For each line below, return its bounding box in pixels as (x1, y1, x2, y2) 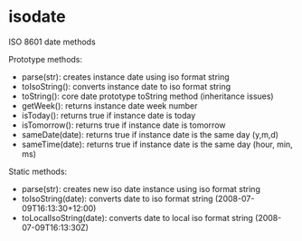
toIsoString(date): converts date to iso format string (21, 193, 213, 204)
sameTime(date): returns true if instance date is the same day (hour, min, (21, 139, 293, 149)
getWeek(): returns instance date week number (21, 100, 198, 111)
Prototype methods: (8, 53, 83, 64)
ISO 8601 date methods (8, 36, 96, 47)
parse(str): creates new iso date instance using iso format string (21, 183, 261, 194)
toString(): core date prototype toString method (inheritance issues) (21, 91, 274, 101)
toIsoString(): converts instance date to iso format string (21, 81, 231, 92)
